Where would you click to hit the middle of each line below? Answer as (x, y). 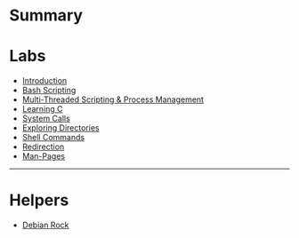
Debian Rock (45, 225)
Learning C (43, 109)
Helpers (39, 200)
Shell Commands (53, 138)
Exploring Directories (61, 128)
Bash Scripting (49, 91)
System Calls (46, 119)
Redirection (43, 147)
